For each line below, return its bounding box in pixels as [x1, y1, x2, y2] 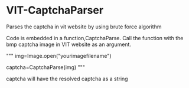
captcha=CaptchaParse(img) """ [6, 63, 86, 71]
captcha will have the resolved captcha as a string [6, 75, 128, 82]
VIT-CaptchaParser [6, 4, 104, 17]
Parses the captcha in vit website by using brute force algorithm [6, 23, 162, 30]
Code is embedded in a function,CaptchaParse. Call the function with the [6, 34, 184, 41]
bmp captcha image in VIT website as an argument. [6, 41, 132, 48]
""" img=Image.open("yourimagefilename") [6, 52, 112, 59]
